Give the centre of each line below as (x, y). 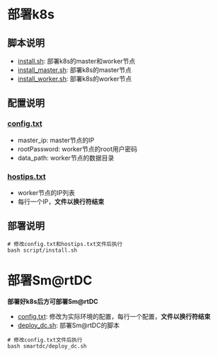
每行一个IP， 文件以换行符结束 (61, 201)
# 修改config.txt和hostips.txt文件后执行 (65, 244)
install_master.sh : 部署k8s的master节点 (75, 70)
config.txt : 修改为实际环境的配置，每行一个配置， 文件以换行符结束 (114, 316)
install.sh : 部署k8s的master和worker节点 (76, 61)
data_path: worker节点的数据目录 (66, 158)
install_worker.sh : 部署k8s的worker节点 (75, 79)
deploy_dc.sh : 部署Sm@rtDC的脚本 (69, 325)
